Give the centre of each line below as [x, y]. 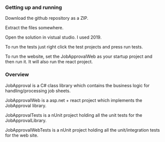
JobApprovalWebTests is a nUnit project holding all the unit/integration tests [82, 130]
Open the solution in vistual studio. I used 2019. [53, 37]
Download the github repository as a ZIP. [47, 18]
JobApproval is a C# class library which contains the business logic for [78, 85]
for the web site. [22, 135]
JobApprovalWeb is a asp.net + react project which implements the [74, 100]
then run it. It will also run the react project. [49, 62]
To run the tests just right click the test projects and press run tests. [74, 47]
